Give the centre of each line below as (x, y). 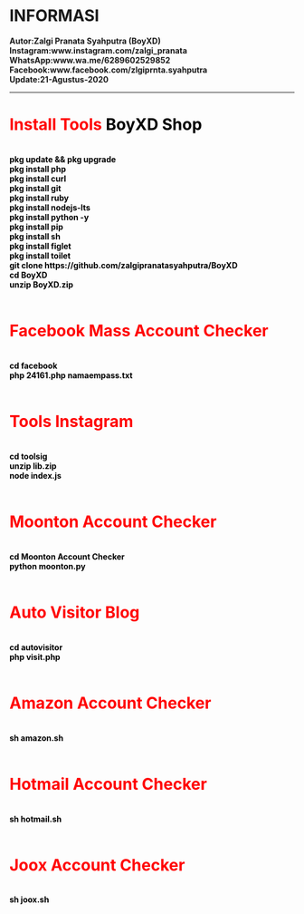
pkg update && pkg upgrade (63, 159)
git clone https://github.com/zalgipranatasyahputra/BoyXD (123, 265)
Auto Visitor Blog (75, 612)
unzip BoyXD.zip (42, 284)
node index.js (35, 475)
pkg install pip (36, 227)
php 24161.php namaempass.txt (71, 375)
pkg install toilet (40, 256)
